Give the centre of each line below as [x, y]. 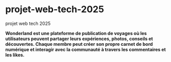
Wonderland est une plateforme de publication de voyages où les [76, 33]
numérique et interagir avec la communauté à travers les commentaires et [86, 49]
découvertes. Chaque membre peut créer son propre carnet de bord [79, 44]
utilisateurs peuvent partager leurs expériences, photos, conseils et [79, 39]
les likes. [15, 55]
